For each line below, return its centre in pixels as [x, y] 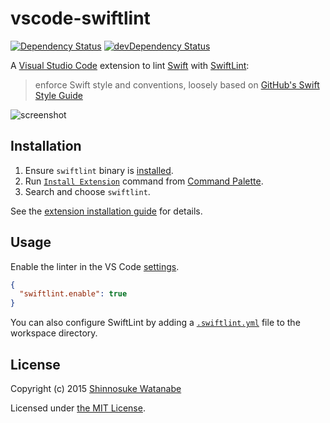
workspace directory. [54, 333]
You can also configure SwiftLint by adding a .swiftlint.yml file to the [155, 323]
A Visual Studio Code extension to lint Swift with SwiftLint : [130, 65]
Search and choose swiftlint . [87, 191]
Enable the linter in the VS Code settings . [95, 266]
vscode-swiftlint [80, 18]
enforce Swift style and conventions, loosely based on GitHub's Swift [177, 84]
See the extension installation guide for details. [106, 211]
